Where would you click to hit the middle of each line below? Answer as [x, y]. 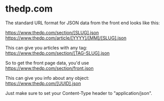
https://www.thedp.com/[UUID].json [43, 83]
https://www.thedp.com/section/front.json [49, 68]
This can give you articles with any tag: [46, 47]
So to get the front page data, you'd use [47, 63]
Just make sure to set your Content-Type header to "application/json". [79, 93]
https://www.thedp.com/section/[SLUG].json [52, 32]
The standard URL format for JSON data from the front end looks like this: [83, 23]
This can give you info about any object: [47, 78]
